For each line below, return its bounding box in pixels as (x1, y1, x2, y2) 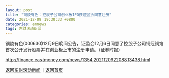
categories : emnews (5, 21, 47, 27)
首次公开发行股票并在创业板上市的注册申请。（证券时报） (5, 47, 123, 53)
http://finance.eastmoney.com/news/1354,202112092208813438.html (5, 57, 151, 63)
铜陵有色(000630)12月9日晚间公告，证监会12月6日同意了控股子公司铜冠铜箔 (5, 41, 164, 47)
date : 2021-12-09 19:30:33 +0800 (5, 17, 76, 22)
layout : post (5, 7, 33, 13)
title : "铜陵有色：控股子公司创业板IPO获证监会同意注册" (5, 12, 112, 17)
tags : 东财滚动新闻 (5, 26, 42, 31)
